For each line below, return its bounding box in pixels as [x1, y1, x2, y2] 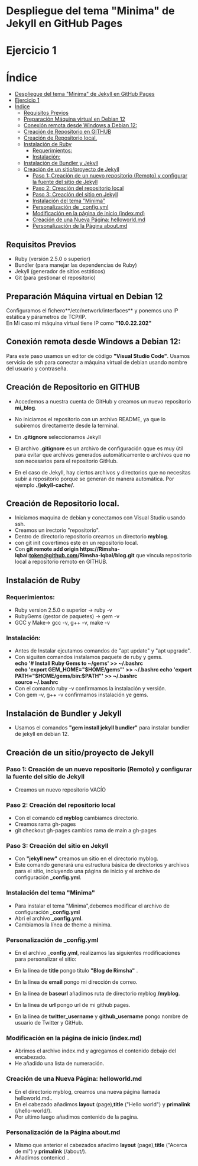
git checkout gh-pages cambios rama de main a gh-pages [14, 827, 157, 834]
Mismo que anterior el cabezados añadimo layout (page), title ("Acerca [14, 1141, 187, 1148]
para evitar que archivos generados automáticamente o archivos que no [14, 451, 190, 458]
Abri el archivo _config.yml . [14, 915, 83, 922]
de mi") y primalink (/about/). [14, 1148, 87, 1155]
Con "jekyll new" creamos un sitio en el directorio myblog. [14, 855, 158, 862]
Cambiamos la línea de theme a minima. [14, 921, 112, 928]
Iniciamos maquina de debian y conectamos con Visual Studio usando [14, 514, 186, 521]
